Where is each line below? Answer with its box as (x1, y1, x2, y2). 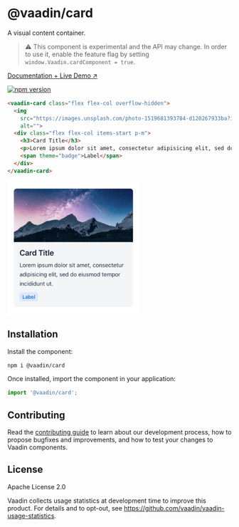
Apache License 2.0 (7, 482, 66, 491)
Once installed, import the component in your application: (7, 375, 176, 383)
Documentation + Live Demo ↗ (7, 71, 98, 80)
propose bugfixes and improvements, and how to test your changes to (7, 436, 213, 444)
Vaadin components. (7, 443, 68, 452)
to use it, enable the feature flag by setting (24, 50, 149, 58)
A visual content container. (7, 28, 86, 37)
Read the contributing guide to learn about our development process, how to (7, 428, 232, 437)
